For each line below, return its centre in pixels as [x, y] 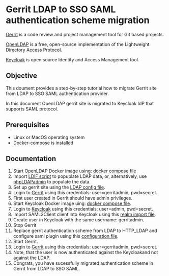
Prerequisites [27, 125]
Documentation [31, 159]
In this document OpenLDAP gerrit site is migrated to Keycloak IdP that [80, 103]
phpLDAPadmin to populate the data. [52, 182]
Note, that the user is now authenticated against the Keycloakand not [86, 252]
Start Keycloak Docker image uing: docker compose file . [72, 203]
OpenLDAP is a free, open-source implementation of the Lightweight [78, 44]
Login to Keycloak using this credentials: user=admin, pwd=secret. [83, 209]
